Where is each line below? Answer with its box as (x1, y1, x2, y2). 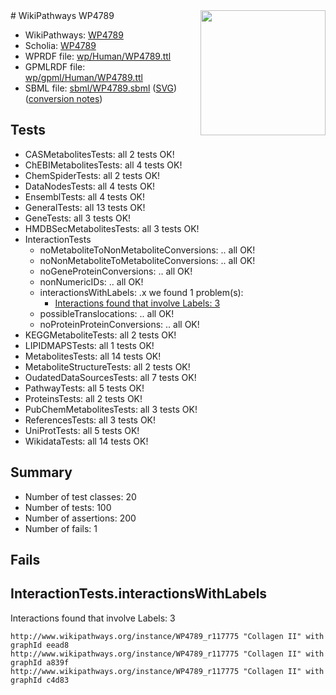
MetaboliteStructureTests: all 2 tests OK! (24, 360, 191, 373)
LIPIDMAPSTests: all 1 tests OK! (24, 339, 155, 351)
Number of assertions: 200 (24, 512, 137, 524)
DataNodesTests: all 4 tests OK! (24, 180, 156, 192)
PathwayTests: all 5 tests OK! (24, 382, 145, 394)
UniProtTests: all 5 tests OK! (24, 424, 140, 436)
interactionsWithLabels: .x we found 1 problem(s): (39, 286, 244, 298)
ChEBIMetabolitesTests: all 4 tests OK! (24, 159, 183, 171)
